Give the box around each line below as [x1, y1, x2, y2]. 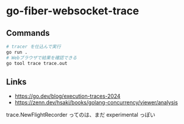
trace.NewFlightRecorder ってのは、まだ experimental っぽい [6, 111, 156, 119]
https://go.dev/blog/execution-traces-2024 [14, 92, 120, 100]
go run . [6, 49, 28, 55]
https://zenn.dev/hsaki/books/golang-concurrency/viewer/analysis [14, 99, 178, 106]
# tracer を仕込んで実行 [6, 44, 61, 49]
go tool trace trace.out [6, 60, 68, 66]
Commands [6, 28, 50, 38]
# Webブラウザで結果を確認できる [6, 55, 77, 61]
